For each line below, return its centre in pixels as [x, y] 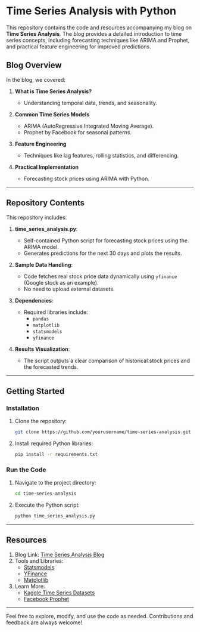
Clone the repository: [41, 421]
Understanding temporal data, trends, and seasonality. [90, 103]
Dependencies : [34, 300]
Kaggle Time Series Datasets [59, 593]
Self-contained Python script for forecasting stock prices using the [106, 241]
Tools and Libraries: [39, 561]
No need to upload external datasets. [69, 289]
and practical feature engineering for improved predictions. [79, 47]
